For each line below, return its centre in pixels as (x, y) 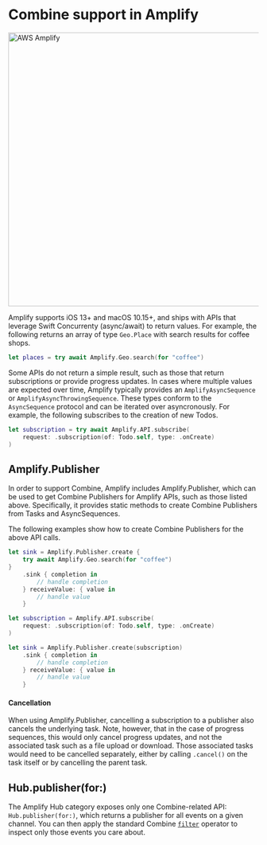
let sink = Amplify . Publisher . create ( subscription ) (95, 647)
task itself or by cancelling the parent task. (78, 763)
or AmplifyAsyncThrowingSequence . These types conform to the (110, 398)
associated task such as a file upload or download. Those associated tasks (131, 745)
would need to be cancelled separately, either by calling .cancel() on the (128, 754)
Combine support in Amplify (103, 15)
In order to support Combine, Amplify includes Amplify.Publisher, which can (132, 488)
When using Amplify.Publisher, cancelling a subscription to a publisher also (131, 720)
